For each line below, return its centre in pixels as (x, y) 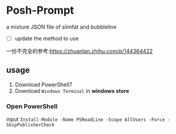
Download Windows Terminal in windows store (72, 91)
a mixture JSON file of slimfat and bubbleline (61, 27)
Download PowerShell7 (43, 85)
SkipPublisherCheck (31, 125)
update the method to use (47, 38)
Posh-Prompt (40, 10)
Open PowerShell (32, 106)
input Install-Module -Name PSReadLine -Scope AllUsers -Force (86, 119)
